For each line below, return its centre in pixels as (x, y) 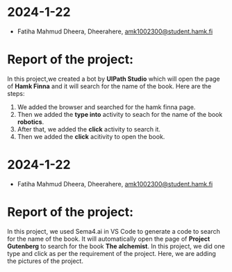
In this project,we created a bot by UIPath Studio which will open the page (114, 79)
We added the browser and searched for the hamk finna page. (106, 107)
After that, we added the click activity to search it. (89, 129)
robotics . (31, 122)
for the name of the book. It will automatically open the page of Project (109, 239)
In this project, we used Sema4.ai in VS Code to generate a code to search (114, 231)
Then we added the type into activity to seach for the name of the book (120, 114)
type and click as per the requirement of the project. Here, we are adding (112, 253)
